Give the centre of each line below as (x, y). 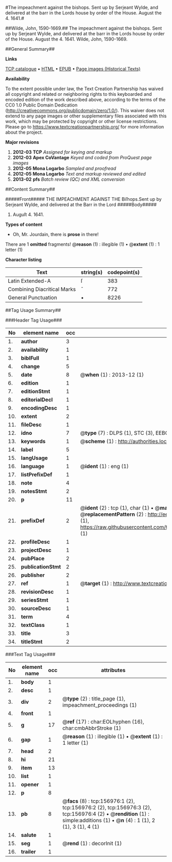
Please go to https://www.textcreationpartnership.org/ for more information (85, 127)
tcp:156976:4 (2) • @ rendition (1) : (106, 814)
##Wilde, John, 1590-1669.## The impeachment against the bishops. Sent (84, 28)
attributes (113, 670)
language (33, 466)
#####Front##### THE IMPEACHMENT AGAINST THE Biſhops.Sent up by (84, 199)
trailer (29, 852)
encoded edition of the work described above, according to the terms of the (85, 100)
